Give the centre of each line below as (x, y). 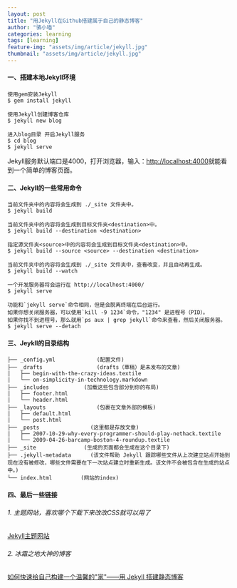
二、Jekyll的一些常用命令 (44, 188)
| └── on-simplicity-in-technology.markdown (78, 380)
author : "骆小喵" (31, 27)
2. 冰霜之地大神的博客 (39, 553)
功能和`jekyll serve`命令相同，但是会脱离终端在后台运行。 (85, 305)
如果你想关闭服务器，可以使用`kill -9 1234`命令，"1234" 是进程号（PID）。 (108, 313)
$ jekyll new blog (35, 121)
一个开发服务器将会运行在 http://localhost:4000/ (76, 285)
